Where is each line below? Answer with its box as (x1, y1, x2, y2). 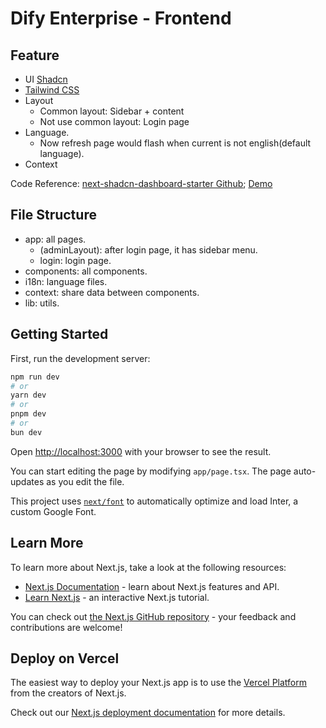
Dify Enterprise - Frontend (10, 7, 232, 30)
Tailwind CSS (24, 84, 80, 96)
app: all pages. (24, 233, 87, 245)
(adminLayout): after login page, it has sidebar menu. (39, 243, 258, 256)
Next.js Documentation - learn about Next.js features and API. (24, 580, 280, 592)
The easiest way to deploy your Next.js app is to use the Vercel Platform (10, 677, 308, 689)
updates (10, 475, 45, 487)
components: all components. (24, 265, 148, 277)
